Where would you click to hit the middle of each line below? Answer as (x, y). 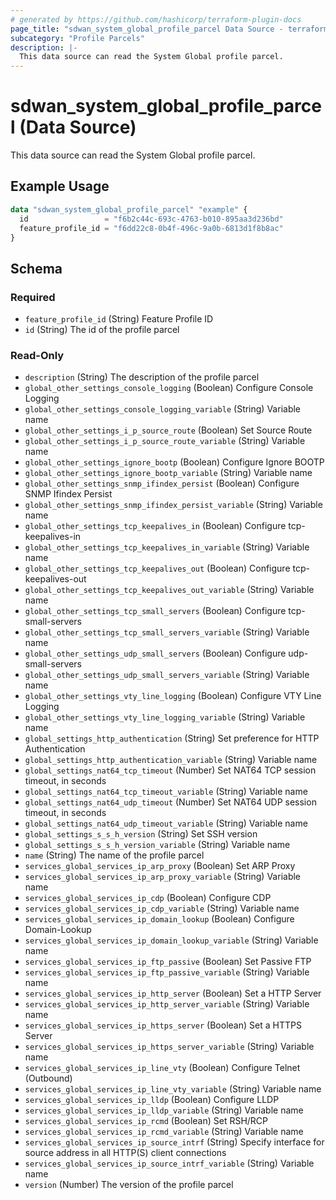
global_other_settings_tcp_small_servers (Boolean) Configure (155, 611)
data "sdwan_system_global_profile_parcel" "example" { (129, 209)
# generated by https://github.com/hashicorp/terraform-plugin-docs (156, 19)
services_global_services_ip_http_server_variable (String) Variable (167, 1004)
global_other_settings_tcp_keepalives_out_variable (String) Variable (169, 590)
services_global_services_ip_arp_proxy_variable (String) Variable (163, 877)
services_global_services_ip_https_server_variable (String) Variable (169, 1047)
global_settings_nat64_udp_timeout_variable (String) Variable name (166, 823)
